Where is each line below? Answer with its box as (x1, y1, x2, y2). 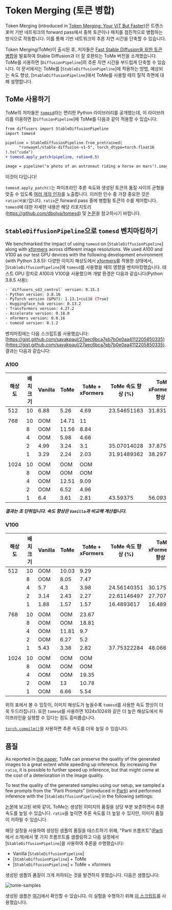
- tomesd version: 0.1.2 (5, 320, 58, 326)
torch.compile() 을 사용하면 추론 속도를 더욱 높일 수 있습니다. (5, 725, 128, 731)
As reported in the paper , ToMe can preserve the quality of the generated (5, 756, 160, 762)
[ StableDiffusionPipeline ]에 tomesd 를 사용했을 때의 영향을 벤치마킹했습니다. (5, 264, 161, 270)
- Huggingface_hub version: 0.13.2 (5, 301, 81, 307)
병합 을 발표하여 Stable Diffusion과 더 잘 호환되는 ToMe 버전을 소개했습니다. (5, 52, 157, 59)
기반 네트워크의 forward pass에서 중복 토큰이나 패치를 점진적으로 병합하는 (14, 29, 163, 35)
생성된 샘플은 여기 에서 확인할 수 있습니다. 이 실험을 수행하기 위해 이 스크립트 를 (5, 893, 161, 899)
